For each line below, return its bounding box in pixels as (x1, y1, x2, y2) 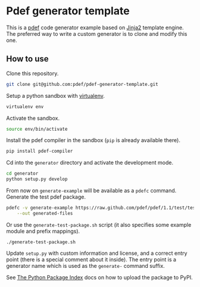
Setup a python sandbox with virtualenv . (6, 92, 105, 99)
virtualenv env (6, 103, 44, 110)
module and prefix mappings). (6, 227, 80, 234)
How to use (6, 54, 49, 64)
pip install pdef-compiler (6, 148, 73, 155)
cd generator (6, 171, 39, 177)
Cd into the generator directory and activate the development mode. (6, 159, 174, 166)
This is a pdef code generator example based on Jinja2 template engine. (6, 24, 184, 31)
